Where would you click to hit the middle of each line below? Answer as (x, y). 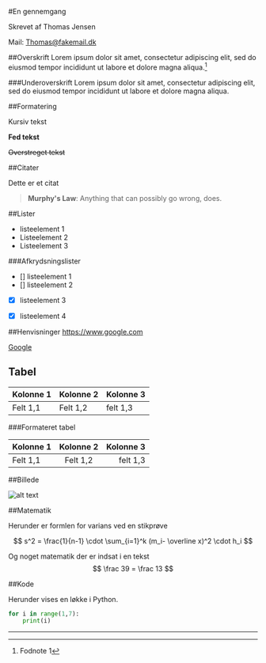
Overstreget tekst (37, 152)
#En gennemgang (37, 11)
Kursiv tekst (28, 121)
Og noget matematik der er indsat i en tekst (79, 556)
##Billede (24, 479)
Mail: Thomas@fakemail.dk (52, 42)
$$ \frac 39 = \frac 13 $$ (133, 568)
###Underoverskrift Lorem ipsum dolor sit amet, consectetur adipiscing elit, (132, 82)
